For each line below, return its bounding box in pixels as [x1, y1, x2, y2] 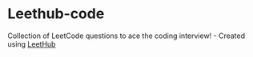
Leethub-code [7, 5, 105, 23]
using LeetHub [7, 39, 56, 48]
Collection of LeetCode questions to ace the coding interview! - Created [7, 31, 246, 40]
